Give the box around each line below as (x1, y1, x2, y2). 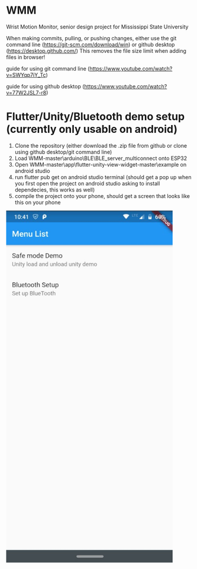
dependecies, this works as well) (14, 186, 95, 193)
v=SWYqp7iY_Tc (6, 71, 46, 78)
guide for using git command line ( (6, 65, 90, 72)
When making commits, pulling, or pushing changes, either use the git (6, 34, 177, 41)
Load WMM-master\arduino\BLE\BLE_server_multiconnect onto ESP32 (14, 155, 188, 162)
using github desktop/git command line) (14, 148, 112, 155)
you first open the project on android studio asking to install (14, 180, 160, 187)
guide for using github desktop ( (6, 82, 85, 89)
